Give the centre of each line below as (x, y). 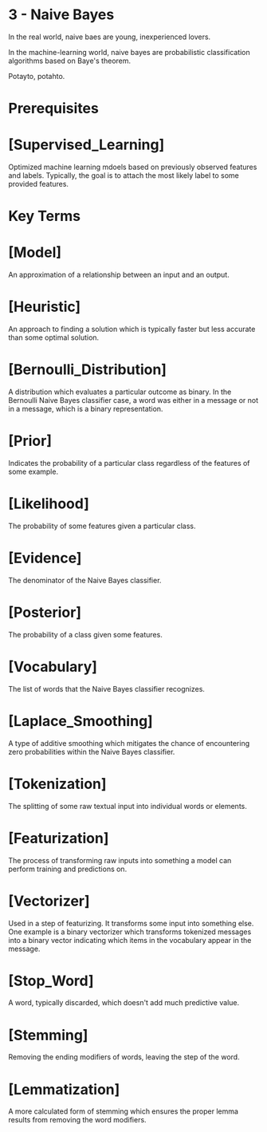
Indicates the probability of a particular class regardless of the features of (129, 463)
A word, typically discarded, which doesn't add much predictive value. (124, 1003)
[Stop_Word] (51, 981)
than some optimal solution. (54, 337)
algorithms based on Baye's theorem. (70, 61)
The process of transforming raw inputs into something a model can (120, 860)
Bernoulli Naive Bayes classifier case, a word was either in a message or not (133, 400)
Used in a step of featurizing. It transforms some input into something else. (131, 923)
